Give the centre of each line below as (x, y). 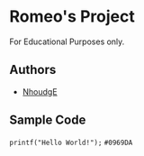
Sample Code (48, 120)
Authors (33, 70)
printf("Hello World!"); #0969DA (71, 142)
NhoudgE (40, 91)
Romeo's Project (72, 17)
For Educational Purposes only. (67, 41)
